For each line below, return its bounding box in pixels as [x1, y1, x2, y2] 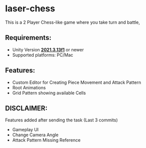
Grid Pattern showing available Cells [12, 90, 86, 96]
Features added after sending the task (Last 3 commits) [5, 117, 118, 123]
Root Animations [12, 84, 46, 90]
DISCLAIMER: [5, 104, 48, 112]
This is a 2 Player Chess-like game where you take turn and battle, [5, 19, 140, 25]
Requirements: [5, 34, 52, 42]
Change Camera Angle [12, 132, 59, 138]
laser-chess [5, 3, 55, 14]
